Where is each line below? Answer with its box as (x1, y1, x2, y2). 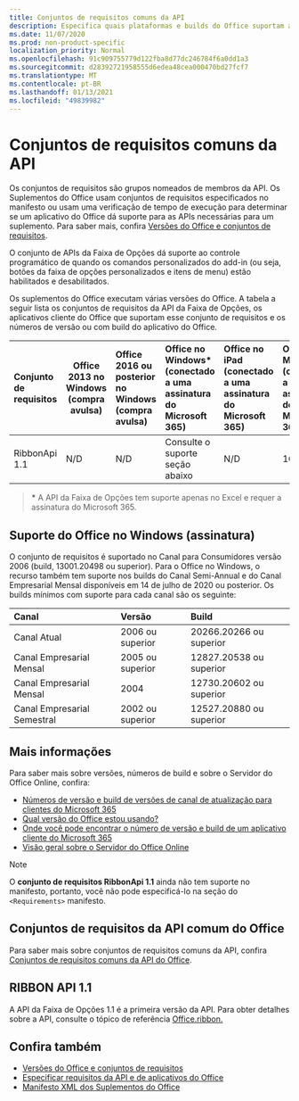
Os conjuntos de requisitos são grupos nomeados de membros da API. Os (9, 183, 280, 194)
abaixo (165, 469, 193, 482)
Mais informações (9, 744, 112, 759)
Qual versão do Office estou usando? (21, 813, 159, 824)
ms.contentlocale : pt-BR (9, 79, 101, 88)
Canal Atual (13, 631, 62, 643)
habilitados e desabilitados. (9, 276, 109, 286)
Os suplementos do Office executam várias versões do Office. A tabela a (9, 294, 276, 304)
